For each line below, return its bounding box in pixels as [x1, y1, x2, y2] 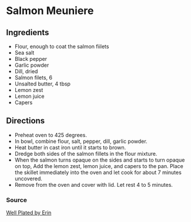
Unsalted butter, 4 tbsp [14, 80, 71, 87]
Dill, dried [14, 68, 38, 74]
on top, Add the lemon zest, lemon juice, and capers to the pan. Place [14, 162, 184, 169]
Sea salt [14, 49, 35, 56]
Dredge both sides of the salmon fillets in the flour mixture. [14, 150, 158, 157]
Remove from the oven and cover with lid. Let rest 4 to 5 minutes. [14, 181, 173, 188]
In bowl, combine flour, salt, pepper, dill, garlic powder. [14, 138, 148, 145]
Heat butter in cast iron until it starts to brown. [14, 144, 126, 151]
